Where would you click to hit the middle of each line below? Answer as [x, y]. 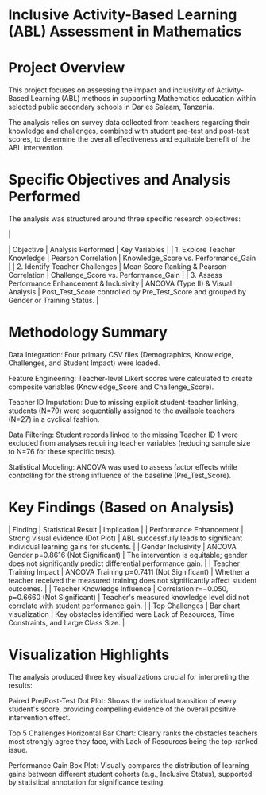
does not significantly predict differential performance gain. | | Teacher [124, 563]
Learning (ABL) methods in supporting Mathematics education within [143, 99]
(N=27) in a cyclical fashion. [54, 419]
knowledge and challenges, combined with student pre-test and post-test [129, 131]
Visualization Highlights [89, 655]
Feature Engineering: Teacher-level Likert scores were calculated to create [130, 378]
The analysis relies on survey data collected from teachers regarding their [129, 123]
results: [21, 685]
